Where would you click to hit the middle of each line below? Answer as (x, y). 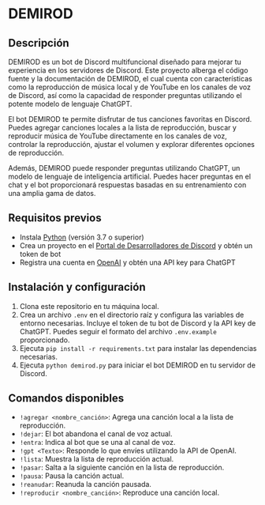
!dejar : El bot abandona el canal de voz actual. (96, 434)
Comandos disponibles (66, 399)
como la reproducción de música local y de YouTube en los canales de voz (129, 87)
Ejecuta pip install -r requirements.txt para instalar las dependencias (138, 348)
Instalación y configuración (77, 287)
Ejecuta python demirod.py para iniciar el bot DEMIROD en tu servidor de (138, 365)
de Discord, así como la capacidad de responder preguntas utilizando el (125, 95)
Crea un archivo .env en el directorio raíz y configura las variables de (132, 315)
